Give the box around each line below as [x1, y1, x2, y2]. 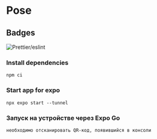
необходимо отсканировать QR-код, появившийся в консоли [6, 127, 152, 133]
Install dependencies [6, 58, 69, 67]
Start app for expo [6, 86, 61, 94]
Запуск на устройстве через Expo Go [6, 114, 120, 122]
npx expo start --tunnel [6, 100, 68, 106]
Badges [6, 28, 35, 38]
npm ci [6, 72, 23, 78]
